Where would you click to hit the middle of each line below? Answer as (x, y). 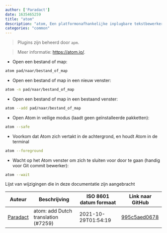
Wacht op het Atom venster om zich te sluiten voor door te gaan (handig (86, 160)
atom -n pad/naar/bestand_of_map (40, 90)
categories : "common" (28, 28)
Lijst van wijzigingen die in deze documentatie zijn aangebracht (70, 184)
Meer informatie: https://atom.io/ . (51, 52)
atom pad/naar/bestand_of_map (37, 71)
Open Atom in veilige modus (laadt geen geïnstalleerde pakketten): (81, 117)
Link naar (140, 196)
